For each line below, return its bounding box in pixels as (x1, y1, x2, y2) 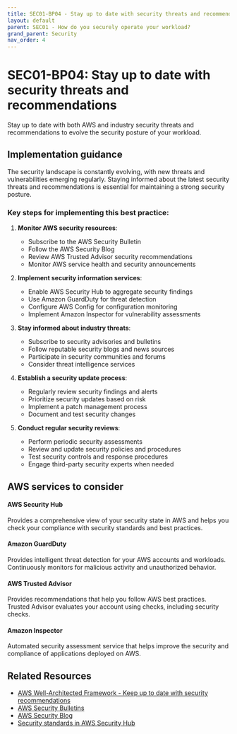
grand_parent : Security (7, 30, 78, 38)
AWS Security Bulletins (17, 704, 85, 712)
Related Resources (7, 670, 92, 682)
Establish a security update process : (17, 374, 128, 382)
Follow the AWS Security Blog (28, 245, 115, 253)
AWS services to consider (7, 481, 123, 493)
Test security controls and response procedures (28, 452, 168, 461)
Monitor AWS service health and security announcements (28, 260, 196, 269)
